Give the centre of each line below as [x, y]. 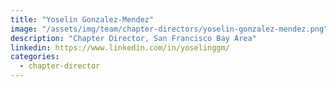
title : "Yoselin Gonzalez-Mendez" [82, 19]
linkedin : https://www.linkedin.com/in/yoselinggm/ [120, 47]
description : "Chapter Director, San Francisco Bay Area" [133, 38]
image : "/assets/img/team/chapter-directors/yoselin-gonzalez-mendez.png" [169, 29]
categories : [35, 57]
